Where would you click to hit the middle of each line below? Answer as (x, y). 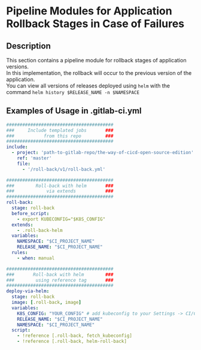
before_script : (31, 213)
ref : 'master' (34, 158)
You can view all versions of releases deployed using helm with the (88, 86)
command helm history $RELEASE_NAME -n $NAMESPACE (73, 92)
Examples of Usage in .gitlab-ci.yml (74, 111)
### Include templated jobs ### (60, 130)
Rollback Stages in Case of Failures (95, 24)
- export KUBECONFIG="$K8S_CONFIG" (61, 219)
